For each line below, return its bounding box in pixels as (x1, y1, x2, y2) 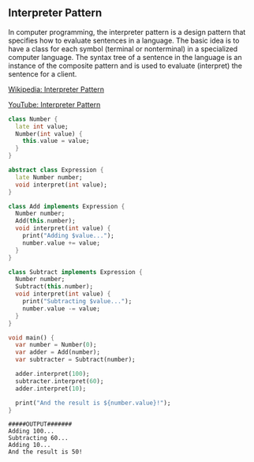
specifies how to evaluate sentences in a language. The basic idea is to (8, 36, 240, 45)
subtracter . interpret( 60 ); (15, 377, 104, 385)
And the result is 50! (8, 448, 83, 456)
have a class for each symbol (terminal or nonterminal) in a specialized (8, 43, 238, 54)
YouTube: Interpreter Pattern (8, 100, 101, 109)
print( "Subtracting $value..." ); (22, 298, 133, 306)
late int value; (15, 122, 69, 130)
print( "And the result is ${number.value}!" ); (15, 399, 171, 407)
